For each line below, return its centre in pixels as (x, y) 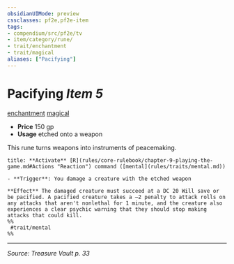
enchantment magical (38, 113)
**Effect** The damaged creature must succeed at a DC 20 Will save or (113, 191)
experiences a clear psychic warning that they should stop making (107, 209)
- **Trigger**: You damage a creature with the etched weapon (99, 179)
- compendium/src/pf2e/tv (45, 33)
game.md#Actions (31, 166)
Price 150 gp (36, 126)
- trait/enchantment (37, 46)
